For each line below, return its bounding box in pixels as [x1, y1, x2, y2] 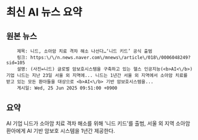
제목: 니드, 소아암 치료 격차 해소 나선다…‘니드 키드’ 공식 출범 [17, 48, 153, 54]
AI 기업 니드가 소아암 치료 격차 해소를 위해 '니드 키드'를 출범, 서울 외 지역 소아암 [6, 120, 191, 127]
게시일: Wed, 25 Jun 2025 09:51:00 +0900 [17, 85, 117, 91]
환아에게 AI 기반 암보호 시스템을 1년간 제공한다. [6, 127, 115, 134]
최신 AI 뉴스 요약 [6, 5, 82, 19]
